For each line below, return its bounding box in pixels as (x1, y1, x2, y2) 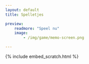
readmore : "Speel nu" (14, 26, 59, 31)
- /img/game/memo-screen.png (23, 35, 84, 40)
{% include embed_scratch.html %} (5, 53, 79, 59)
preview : (5, 21, 24, 26)
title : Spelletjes (5, 12, 44, 17)
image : (14, 31, 28, 36)
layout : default (5, 7, 39, 13)
